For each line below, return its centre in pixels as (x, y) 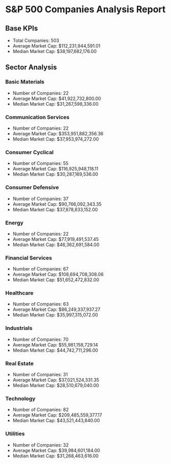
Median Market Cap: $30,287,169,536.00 (55, 174)
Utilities (15, 434)
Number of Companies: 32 (41, 445)
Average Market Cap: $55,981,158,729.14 (55, 345)
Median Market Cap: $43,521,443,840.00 (56, 421)
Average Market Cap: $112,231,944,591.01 (56, 46)
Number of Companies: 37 (41, 199)
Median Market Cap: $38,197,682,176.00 (55, 51)
